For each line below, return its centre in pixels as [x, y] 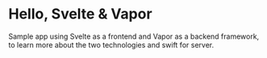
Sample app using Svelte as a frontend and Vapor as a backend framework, [134, 36]
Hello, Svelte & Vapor [80, 14]
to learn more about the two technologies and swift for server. [111, 44]
